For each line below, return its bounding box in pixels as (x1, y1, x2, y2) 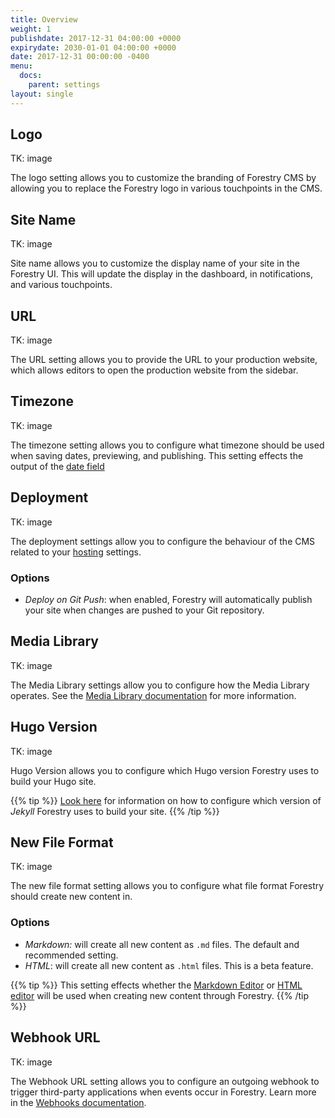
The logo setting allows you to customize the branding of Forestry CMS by (10, 172, 317, 184)
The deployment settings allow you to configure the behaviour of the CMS (10, 535, 316, 547)
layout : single (10, 89, 74, 99)
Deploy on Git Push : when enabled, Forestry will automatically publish (24, 593, 313, 605)
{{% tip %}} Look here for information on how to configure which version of (10, 794, 322, 806)
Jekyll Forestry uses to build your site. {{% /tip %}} (10, 805, 220, 817)
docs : (19, 71, 43, 81)
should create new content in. (10, 891, 133, 903)
